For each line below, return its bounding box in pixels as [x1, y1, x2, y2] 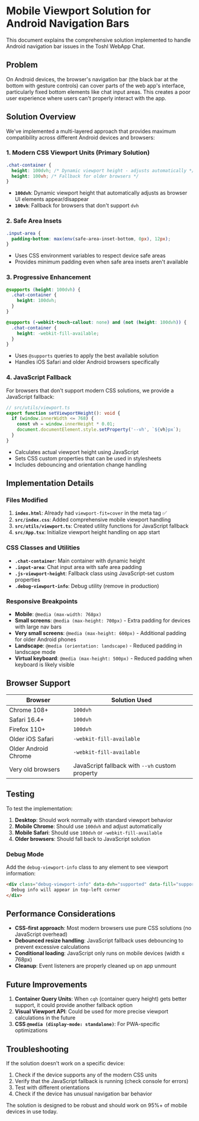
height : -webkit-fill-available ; [17, 331, 99, 336]
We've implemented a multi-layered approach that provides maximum [6, 128, 176, 135]
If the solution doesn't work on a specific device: [6, 1060, 126, 1067]
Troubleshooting [6, 1044, 69, 1054]
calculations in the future [14, 1014, 76, 1021]
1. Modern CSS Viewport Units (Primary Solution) [6, 148, 150, 157]
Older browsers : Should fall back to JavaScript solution [14, 835, 151, 842]
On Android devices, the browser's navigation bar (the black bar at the [6, 75, 178, 82]
